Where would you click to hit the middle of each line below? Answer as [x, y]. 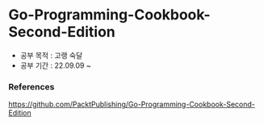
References [31, 86]
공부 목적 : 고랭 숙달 [51, 55]
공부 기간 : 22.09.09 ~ [55, 65]
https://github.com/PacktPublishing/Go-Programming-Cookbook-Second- [132, 104]
